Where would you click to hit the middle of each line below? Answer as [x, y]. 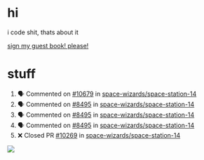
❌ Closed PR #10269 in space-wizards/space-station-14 [99, 135]
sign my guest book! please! [48, 45]
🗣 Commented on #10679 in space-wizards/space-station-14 [107, 94]
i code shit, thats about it [43, 32]
